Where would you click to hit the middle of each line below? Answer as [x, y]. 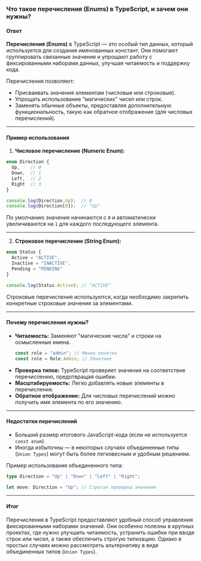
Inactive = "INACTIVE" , [41, 263]
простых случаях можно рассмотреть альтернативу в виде [83, 545]
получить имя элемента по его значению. [68, 402]
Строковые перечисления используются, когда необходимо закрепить [98, 297]
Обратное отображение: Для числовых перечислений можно [95, 396]
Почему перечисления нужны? [48, 322]
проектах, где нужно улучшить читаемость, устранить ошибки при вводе [100, 532]
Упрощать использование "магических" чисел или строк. [89, 99]
